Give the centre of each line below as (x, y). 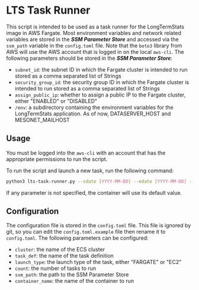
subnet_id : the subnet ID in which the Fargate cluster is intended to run (101, 69)
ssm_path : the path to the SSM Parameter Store (72, 275)
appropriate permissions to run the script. (57, 159)
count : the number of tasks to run (55, 268)
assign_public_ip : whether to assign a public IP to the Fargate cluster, (100, 95)
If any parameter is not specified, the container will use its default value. (94, 192)
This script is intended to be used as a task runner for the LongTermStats (95, 27)
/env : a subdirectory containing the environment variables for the (94, 107)
